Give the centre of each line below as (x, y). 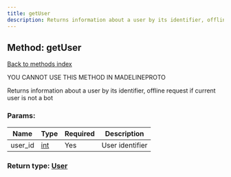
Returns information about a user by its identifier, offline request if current (111, 91)
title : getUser (29, 13)
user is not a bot (30, 98)
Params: (21, 116)
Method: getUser (44, 48)
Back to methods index (40, 64)
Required (79, 133)
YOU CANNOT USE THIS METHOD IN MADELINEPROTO (87, 78)
